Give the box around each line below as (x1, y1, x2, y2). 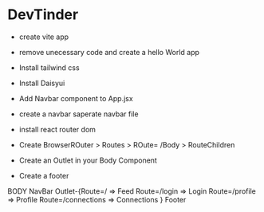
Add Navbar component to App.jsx (18, 93, 133, 103)
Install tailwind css (18, 62, 81, 73)
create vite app (18, 32, 69, 41)
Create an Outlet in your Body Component (18, 155, 157, 165)
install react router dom (18, 124, 97, 134)
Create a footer (18, 171, 69, 180)
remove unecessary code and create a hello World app (18, 47, 200, 57)
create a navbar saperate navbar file (18, 109, 139, 119)
